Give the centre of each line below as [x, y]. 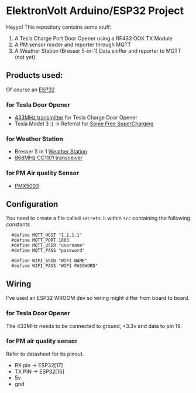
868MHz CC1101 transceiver [49, 158]
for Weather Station [35, 139]
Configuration [32, 204]
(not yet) [25, 57]
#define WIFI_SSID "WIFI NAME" [49, 261]
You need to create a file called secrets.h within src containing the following [98, 218]
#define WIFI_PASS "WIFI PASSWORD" [55, 266]
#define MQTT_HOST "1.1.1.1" [47, 235]
